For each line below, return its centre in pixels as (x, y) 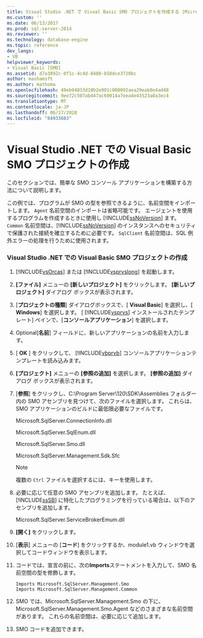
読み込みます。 (65, 361)
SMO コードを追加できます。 (51, 629)
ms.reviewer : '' (27, 34)
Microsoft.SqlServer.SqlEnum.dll (55, 432)
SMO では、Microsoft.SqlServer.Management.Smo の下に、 (90, 601)
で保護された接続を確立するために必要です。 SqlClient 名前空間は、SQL (97, 233)
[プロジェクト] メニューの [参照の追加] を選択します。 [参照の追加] (98, 373)
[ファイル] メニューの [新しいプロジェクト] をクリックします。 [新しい (102, 285)
